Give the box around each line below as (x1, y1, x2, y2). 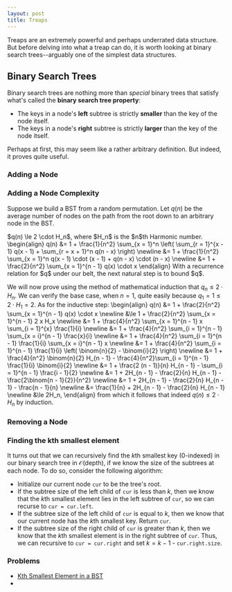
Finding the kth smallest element (7, 435, 120, 445)
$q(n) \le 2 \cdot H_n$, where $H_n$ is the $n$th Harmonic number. (7, 232, 203, 241)
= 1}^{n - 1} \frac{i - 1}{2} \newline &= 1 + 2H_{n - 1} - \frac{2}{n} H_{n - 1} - (7, 368, 222, 376)
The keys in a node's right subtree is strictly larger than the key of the (17, 124, 218, 132)
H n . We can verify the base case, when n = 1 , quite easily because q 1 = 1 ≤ (7, 292, 221, 302)
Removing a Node (7, 417, 68, 426)
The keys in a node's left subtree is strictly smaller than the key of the (17, 110, 218, 118)
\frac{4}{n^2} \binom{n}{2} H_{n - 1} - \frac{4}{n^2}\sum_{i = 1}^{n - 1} (7, 354, 209, 362)
